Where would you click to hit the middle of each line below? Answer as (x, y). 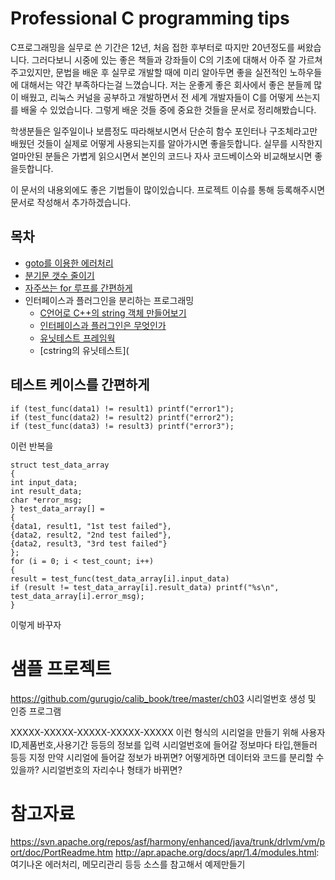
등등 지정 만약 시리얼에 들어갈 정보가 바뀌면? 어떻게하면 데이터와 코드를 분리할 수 (167, 757)
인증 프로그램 (36, 711)
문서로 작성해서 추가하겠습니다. (71, 202)
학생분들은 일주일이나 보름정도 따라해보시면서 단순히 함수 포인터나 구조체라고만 (164, 131)
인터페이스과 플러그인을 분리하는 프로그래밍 (109, 300)
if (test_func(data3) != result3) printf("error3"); (122, 426)
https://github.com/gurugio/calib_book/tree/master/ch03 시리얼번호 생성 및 (163, 698)
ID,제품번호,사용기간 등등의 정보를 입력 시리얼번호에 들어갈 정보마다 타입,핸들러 (164, 744)
